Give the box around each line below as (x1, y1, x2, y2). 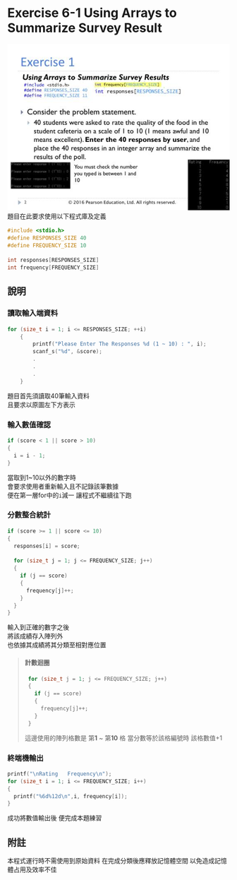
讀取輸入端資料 (7, 309, 59, 319)
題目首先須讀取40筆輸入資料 (7, 391, 90, 400)
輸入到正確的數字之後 (7, 623, 69, 631)
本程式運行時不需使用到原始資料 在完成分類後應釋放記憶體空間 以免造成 (7, 857, 215, 865)
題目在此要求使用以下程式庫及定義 (7, 212, 107, 220)
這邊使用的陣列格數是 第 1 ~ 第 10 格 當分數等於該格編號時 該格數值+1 (24, 733, 223, 742)
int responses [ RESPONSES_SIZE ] (7, 256, 99, 264)
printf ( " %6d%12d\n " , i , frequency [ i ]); (13, 792, 128, 799)
